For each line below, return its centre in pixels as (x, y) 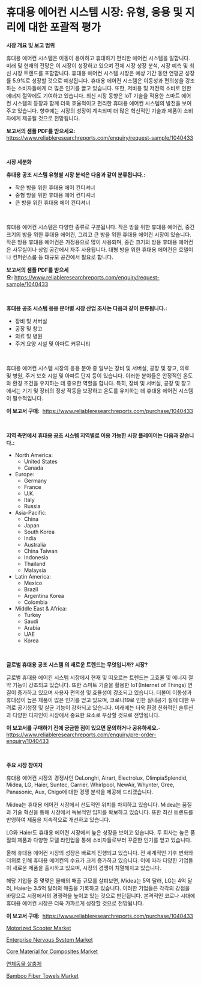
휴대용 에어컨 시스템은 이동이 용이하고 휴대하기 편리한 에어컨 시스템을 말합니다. (98, 58)
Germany (35, 480)
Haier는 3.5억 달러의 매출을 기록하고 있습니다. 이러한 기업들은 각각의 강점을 (102, 888)
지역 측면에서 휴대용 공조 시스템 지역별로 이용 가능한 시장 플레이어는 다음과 (92, 435)
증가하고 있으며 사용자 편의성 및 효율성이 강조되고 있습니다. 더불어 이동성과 (104, 692)
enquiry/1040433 (28, 741)
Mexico (33, 583)
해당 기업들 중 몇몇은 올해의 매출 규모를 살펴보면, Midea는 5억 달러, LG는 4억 (96, 880)
